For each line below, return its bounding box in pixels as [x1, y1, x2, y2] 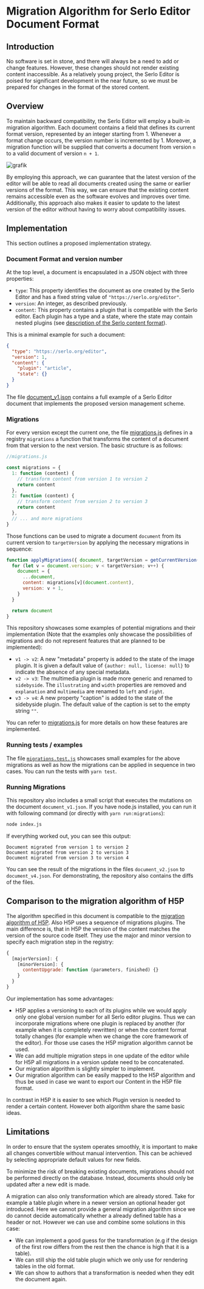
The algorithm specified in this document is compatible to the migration [6, 912, 185, 919]
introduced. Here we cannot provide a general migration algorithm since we [6, 1205, 195, 1213]
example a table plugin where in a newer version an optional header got [6, 1199, 185, 1206]
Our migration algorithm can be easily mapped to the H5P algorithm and [15, 1071, 195, 1079]
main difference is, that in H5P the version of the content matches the [6, 925, 180, 933]
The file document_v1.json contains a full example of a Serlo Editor [6, 393, 172, 400]
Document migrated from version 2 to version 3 [6, 849, 129, 855]
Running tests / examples [6, 741, 83, 749]
